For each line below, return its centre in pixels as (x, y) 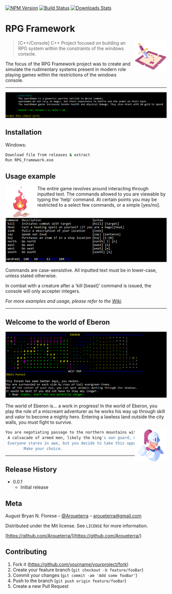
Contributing (26, 552)
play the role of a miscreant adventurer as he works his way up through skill (85, 411)
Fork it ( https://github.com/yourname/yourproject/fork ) (71, 564)
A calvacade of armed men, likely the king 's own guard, (69, 438)
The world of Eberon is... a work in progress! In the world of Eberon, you (81, 406)
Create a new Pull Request (41, 586)
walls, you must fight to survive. (39, 422)
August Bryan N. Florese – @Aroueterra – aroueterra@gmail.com (73, 516)
